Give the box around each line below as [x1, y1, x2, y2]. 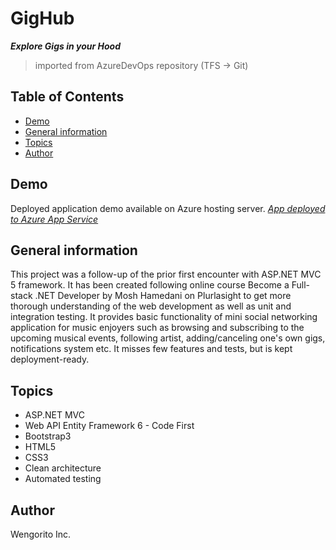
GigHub [10, 7, 75, 30]
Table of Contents [10, 88, 125, 106]
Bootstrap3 [24, 430, 72, 442]
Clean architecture [24, 462, 102, 474]
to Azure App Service [10, 213, 99, 225]
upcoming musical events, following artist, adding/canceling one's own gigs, [10, 332, 326, 344]
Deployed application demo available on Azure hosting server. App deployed [10, 202, 326, 214]
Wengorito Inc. [10, 528, 72, 540]
